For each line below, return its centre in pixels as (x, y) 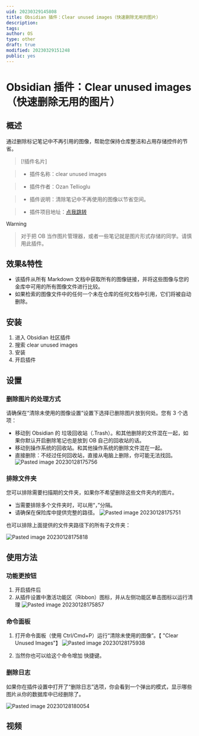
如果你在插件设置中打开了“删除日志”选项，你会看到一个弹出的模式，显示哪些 (99, 687)
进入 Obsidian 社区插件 (43, 338)
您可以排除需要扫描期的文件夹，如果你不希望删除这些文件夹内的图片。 (92, 493)
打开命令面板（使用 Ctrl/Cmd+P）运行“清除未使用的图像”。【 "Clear (97, 636)
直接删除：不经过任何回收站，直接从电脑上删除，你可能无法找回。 (95, 455)
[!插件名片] (34, 161)
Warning (16, 224)
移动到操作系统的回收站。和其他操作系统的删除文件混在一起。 (90, 448)
